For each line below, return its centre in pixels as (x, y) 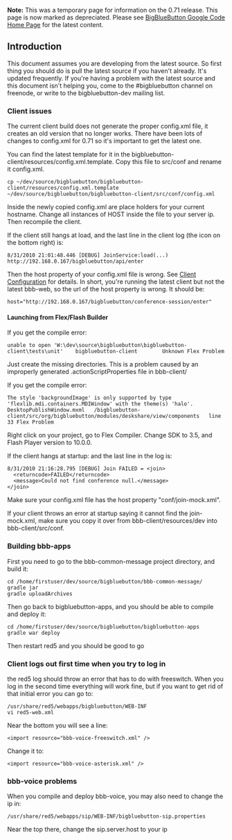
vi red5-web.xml (30, 712)
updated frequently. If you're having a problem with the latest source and (111, 78)
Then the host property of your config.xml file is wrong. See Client (101, 275)
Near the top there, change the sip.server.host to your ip (87, 830)
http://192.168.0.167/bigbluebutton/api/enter (75, 261)
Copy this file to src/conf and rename (168, 162)
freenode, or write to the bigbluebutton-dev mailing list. (86, 92)
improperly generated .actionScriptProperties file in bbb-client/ (97, 372)
